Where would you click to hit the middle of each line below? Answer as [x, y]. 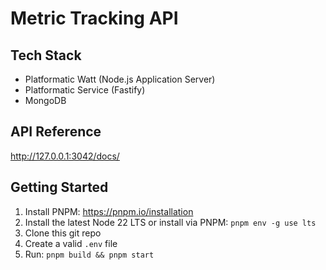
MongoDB [45, 100]
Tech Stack [46, 55]
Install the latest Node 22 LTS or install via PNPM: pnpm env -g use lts [170, 222]
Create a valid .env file [71, 243]
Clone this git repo [63, 233]
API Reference [56, 132]
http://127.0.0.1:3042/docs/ [65, 156]
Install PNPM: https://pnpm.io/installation [109, 211]
